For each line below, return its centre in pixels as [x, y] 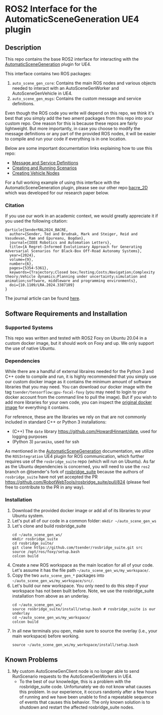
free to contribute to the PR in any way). [45, 487]
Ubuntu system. [28, 516]
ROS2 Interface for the [51, 9]
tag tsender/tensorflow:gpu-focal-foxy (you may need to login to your [76, 392]
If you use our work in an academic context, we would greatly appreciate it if [81, 216]
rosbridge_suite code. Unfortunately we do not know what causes [85, 687]
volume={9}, [22, 260]
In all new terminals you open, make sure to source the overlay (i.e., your [85, 631]
